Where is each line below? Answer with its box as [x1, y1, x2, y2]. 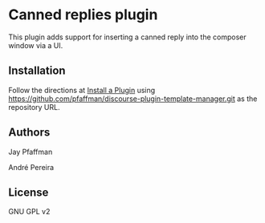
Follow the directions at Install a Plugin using [8, 85, 156, 95]
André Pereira [8, 162, 55, 172]
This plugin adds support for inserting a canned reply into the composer [8, 32, 247, 42]
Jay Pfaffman [8, 147, 53, 156]
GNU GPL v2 [8, 207, 51, 217]
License [8, 185, 49, 199]
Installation [8, 64, 66, 78]
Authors [8, 126, 51, 140]
